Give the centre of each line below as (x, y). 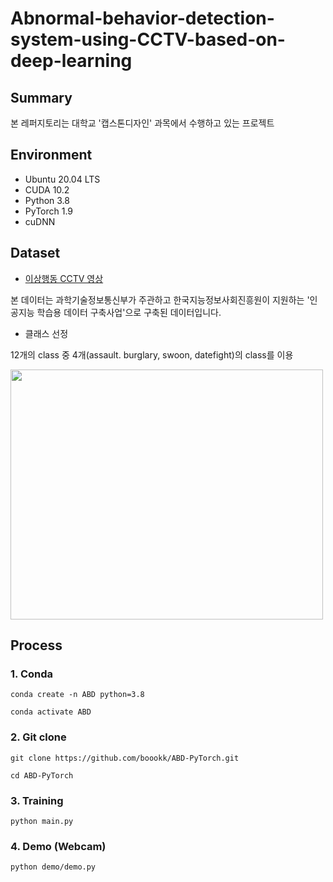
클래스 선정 (46, 333)
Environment (51, 155)
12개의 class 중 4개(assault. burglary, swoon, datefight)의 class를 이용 (152, 354)
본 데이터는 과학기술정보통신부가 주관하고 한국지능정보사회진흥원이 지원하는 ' (160, 299)
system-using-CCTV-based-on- (148, 39)
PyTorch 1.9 (49, 211)
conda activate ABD (51, 712)
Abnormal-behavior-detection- (142, 18)
